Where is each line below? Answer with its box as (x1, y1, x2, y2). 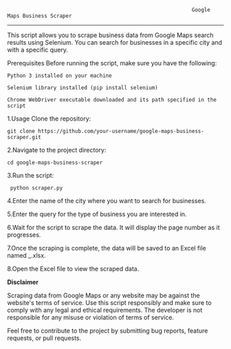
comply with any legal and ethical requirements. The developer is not (7, 306, 203, 314)
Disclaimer (7, 278, 39, 286)
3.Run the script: (7, 171, 54, 179)
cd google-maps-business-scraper (7, 159, 103, 166)
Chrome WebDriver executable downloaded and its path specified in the (7, 96, 217, 103)
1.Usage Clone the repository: (7, 114, 91, 123)
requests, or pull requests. (7, 334, 82, 342)
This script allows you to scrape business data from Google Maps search (7, 31, 214, 39)
